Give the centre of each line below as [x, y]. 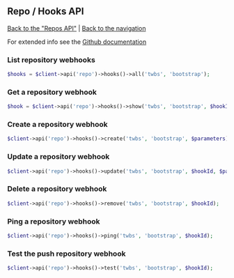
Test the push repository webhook [67, 254]
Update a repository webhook [58, 157]
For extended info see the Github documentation [77, 42]
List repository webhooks [51, 60]
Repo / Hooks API [46, 11]
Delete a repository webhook [57, 189]
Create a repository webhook [57, 125]
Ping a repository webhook [54, 221]
